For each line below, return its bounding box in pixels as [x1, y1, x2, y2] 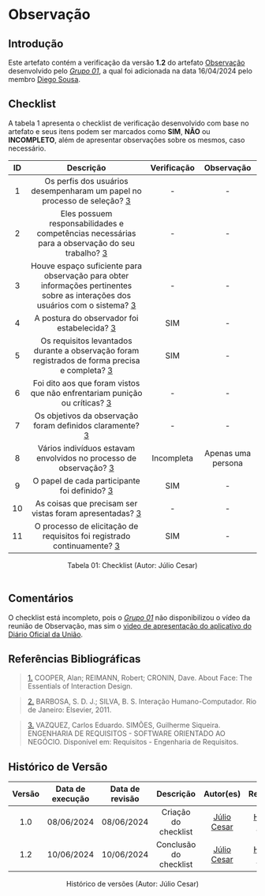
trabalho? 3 [65, 247, 108, 258]
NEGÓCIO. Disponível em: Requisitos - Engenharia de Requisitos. [27, 737, 239, 747]
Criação [161, 807, 191, 818]
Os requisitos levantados [40, 335, 132, 346]
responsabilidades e [48, 218, 125, 229]
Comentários [8, 592, 74, 605]
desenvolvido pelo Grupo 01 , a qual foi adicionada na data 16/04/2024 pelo [8, 66, 252, 76]
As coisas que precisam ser [35, 498, 138, 509]
